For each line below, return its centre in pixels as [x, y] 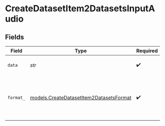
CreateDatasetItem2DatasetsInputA [80, 9]
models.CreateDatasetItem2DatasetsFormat [81, 98]
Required [147, 51]
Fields [15, 37]
